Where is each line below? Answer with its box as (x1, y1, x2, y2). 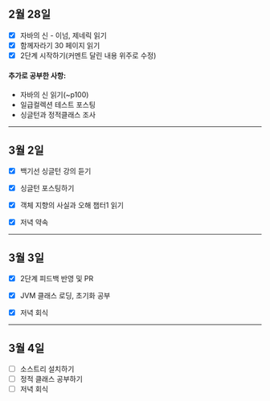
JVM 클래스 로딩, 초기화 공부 (19, 291, 111, 301)
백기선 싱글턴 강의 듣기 (19, 166, 92, 176)
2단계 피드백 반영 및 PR (19, 274, 94, 284)
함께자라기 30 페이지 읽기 (19, 40, 100, 50)
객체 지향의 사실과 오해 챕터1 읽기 (19, 200, 125, 211)
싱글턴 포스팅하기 (19, 183, 75, 193)
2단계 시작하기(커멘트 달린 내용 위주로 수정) (19, 51, 157, 60)
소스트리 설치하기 (19, 364, 75, 374)
